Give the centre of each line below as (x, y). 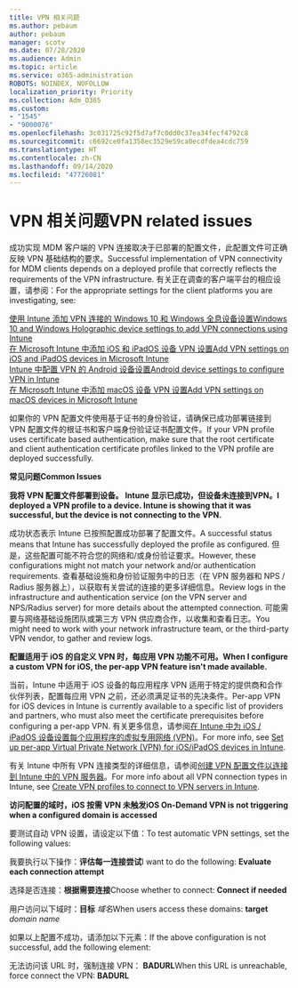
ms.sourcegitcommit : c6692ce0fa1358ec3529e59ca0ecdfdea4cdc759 (129, 141)
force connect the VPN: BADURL (69, 976)
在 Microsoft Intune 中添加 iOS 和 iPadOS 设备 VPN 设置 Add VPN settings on (149, 349)
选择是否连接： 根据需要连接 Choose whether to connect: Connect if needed (148, 890)
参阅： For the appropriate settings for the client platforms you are (153, 291)
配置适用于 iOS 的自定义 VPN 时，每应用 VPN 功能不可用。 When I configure (149, 657)
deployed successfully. (52, 458)
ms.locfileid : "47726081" (57, 174)
